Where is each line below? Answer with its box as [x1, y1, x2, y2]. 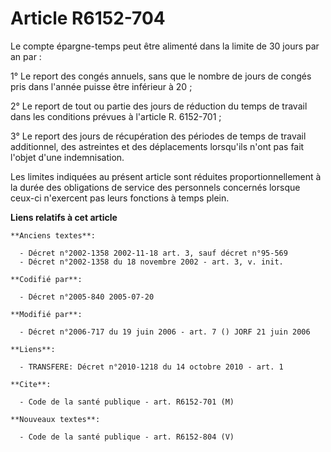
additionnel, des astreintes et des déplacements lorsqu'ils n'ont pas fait [10, 140, 305, 152]
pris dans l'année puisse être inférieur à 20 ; [10, 80, 193, 92]
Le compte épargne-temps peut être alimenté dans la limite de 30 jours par [10, 40, 320, 52]
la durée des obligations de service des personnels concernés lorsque [10, 181, 301, 193]
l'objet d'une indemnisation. [10, 151, 125, 163]
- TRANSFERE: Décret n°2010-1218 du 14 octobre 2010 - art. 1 [19, 362, 284, 372]
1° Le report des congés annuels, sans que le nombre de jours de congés [10, 70, 312, 82]
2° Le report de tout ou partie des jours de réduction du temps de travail [10, 100, 308, 112]
